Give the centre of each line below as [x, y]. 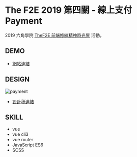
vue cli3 [20, 134]
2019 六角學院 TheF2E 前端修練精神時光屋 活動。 [55, 35]
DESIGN [17, 79]
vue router [23, 140]
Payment [24, 21]
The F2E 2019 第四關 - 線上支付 [68, 10]
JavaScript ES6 [28, 145]
